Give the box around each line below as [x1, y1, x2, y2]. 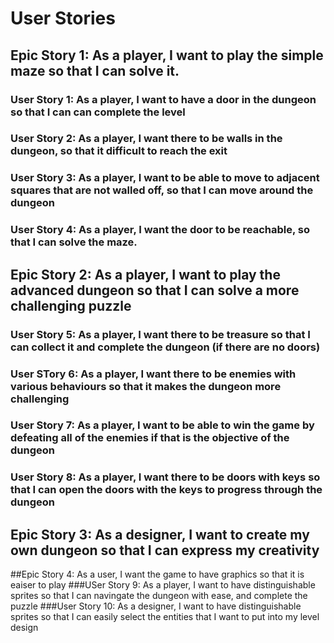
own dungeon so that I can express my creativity [10, 542, 320, 559]
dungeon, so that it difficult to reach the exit [10, 144, 228, 158]
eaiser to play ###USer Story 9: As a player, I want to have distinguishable [10, 579, 316, 591]
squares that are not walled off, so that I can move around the [10, 183, 314, 197]
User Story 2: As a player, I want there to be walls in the [10, 132, 283, 146]
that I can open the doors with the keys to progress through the [10, 483, 323, 497]
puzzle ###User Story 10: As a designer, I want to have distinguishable [10, 600, 302, 612]
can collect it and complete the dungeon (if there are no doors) [10, 340, 321, 354]
